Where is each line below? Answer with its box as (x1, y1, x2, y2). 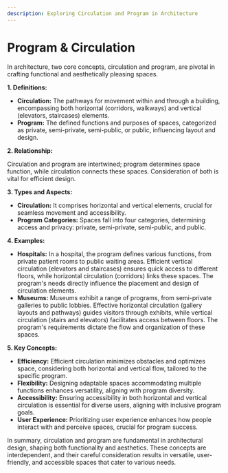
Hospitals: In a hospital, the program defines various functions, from (16, 249, 212, 258)
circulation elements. (16, 286, 77, 295)
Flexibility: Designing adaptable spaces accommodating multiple (16, 379, 202, 387)
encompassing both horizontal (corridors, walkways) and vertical (16, 104, 201, 112)
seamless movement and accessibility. (16, 208, 126, 217)
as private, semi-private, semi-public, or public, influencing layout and (16, 125, 216, 134)
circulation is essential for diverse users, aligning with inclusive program (16, 401, 222, 409)
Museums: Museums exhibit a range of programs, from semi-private (16, 293, 212, 302)
